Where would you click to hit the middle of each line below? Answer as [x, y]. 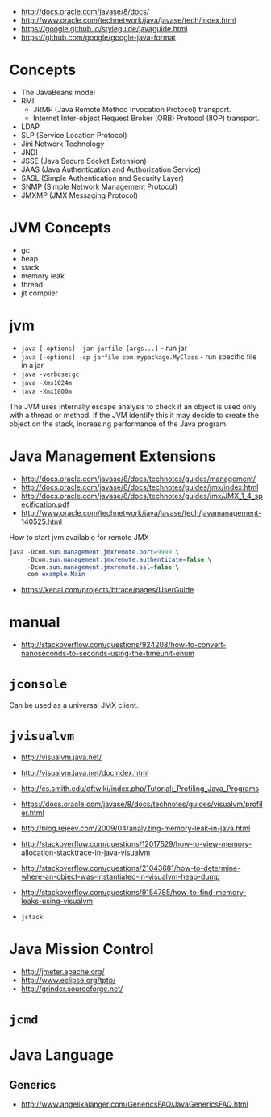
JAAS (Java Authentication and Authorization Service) [110, 169]
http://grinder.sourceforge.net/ [72, 989]
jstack [32, 918]
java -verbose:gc [50, 374]
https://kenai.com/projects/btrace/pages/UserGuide [107, 590]
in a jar [32, 365]
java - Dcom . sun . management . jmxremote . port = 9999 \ [94, 552]
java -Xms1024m [46, 383]
